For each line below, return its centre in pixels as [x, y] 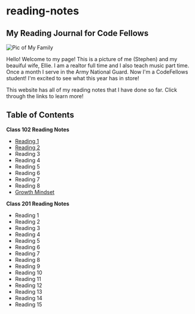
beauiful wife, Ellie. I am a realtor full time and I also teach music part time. [98, 65]
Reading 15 [28, 304]
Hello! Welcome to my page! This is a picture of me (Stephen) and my [92, 59]
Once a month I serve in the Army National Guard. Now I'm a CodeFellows [97, 72]
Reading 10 [29, 272]
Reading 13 [28, 291]
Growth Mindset [35, 192]
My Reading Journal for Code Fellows [77, 33]
